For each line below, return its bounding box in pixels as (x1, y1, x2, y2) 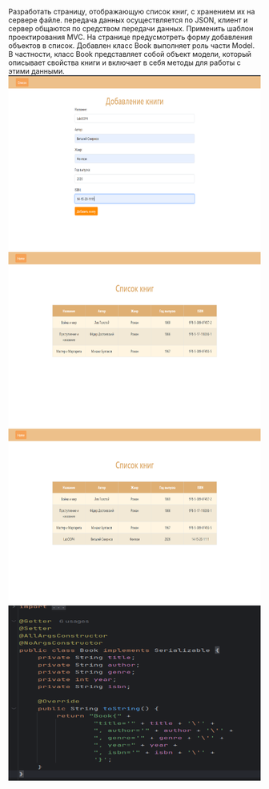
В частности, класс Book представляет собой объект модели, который (8, 50, 252, 58)
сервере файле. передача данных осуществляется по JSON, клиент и (8, 15, 248, 25)
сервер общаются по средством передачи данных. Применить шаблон (8, 24, 254, 33)
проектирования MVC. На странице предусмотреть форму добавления (8, 32, 253, 42)
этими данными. (8, 66, 66, 75)
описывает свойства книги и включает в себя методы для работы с (8, 58, 242, 67)
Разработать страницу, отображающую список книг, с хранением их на (8, 7, 255, 16)
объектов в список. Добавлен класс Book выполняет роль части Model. (8, 41, 255, 50)
